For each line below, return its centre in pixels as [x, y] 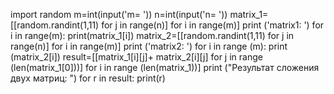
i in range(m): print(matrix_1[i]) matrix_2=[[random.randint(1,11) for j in [152, 35]
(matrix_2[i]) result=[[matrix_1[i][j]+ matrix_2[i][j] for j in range [136, 57]
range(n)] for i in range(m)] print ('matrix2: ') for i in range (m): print [149, 46]
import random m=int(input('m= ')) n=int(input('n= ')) [119, 14]
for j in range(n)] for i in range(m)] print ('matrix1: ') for [213, 25]
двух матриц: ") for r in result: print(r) [88, 78]
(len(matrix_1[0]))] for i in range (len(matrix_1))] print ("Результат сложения [165, 67]
